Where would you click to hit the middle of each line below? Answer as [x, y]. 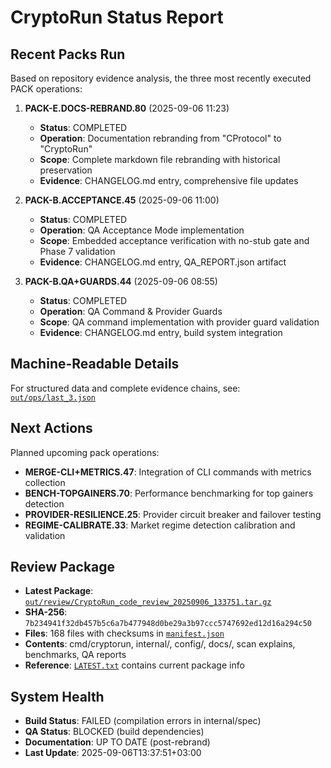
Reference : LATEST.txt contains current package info [134, 665]
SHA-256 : [46, 612]
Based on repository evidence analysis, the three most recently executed [161, 78]
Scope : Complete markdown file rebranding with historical [160, 159]
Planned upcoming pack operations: [85, 452]
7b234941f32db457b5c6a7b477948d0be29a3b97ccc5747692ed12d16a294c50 [168, 624]
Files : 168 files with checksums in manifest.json [124, 633]
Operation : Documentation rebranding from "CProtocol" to [160, 138]
